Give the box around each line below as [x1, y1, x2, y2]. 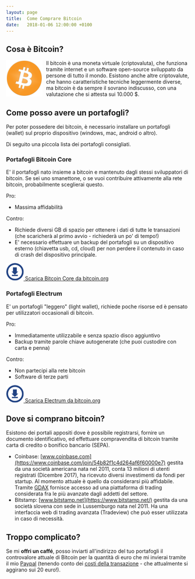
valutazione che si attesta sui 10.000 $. [46, 91, 140, 98]
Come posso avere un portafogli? [6, 108, 129, 118]
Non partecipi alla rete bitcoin [14, 367, 86, 374]
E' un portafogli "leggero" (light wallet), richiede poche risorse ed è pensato [6, 303, 188, 310]
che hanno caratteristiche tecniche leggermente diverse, [46, 78, 182, 85]
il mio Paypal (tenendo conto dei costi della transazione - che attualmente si [6, 560, 188, 567]
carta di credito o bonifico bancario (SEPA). [6, 442, 110, 449]
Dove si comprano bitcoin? [6, 413, 105, 423]
